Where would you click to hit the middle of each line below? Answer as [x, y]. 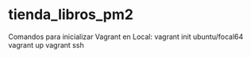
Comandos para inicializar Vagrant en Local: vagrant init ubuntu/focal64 [126, 37]
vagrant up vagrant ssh [46, 44]
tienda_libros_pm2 [71, 15]
